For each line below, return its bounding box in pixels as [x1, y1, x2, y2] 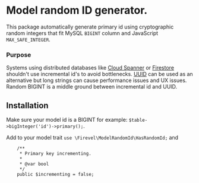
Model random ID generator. [6, 4, 148, 17]
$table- [128, 117, 148, 124]
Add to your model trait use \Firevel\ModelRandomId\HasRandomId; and [6, 134, 179, 141]
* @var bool [19, 161, 49, 167]
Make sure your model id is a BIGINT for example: [6, 116, 128, 124]
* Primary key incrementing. [19, 151, 92, 157]
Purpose [6, 51, 31, 59]
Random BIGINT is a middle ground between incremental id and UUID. [6, 83, 178, 90]
